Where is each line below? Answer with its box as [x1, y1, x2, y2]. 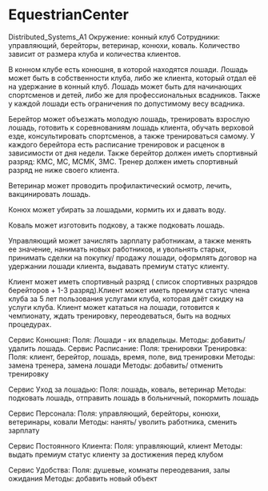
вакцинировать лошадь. [8, 189, 91, 199]
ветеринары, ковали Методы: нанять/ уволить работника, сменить [8, 417, 238, 426]
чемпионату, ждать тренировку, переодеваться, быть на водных [8, 311, 231, 320]
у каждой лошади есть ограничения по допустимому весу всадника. [8, 99, 246, 108]
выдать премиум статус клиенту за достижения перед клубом [8, 449, 224, 459]
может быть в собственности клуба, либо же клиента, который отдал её [8, 73, 257, 83]
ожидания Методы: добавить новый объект [8, 473, 158, 483]
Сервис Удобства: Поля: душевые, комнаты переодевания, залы [8, 465, 230, 474]
